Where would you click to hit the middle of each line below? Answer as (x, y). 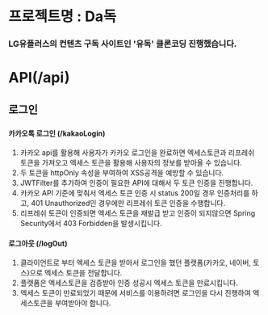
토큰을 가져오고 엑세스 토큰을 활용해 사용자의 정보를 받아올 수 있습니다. (131, 163)
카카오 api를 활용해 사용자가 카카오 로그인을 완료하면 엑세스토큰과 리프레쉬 (137, 153)
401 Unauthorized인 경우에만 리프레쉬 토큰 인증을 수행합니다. (128, 204)
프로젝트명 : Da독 (63, 17)
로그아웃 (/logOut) (38, 243)
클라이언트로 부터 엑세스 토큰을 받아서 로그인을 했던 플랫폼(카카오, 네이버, (136, 262)
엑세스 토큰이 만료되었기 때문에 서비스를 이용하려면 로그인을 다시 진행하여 (136, 293)
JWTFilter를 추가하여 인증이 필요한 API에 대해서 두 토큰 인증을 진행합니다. (136, 183)
